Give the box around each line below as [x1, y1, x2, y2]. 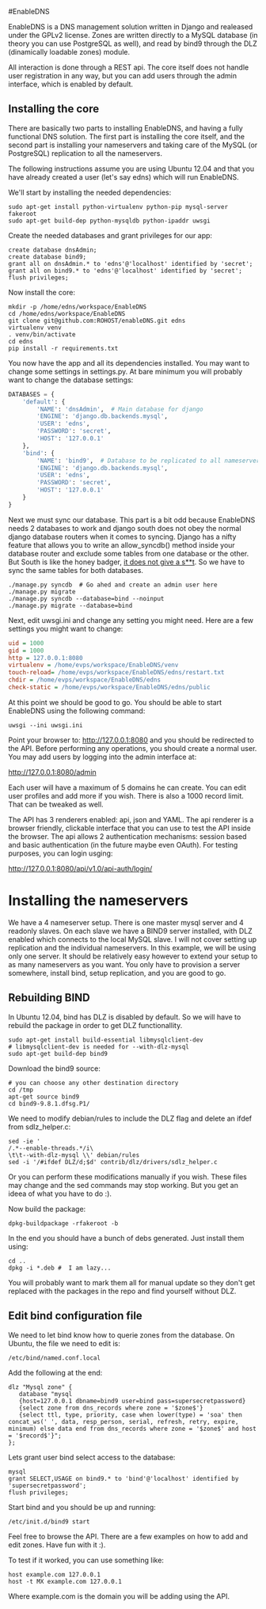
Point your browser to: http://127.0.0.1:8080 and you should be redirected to [8, 735, 255, 745]
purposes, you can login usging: [8, 848, 113, 858]
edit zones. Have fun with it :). [8, 1539, 106, 1550]
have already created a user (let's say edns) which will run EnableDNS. [8, 172, 239, 181]
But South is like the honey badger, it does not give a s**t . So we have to [8, 557, 245, 567]
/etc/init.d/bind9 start [8, 1517, 90, 1526]
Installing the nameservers [8, 892, 188, 909]
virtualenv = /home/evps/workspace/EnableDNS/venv [8, 661, 179, 670]
